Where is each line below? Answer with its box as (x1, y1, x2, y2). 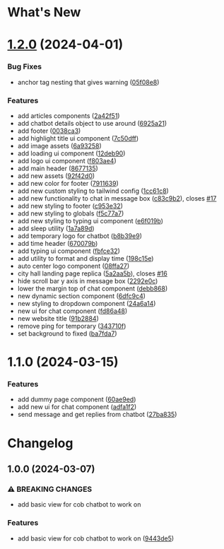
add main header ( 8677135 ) (17, 164, 99, 172)
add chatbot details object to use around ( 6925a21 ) (17, 119, 167, 127)
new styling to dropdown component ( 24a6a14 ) (17, 299, 156, 307)
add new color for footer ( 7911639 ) (17, 179, 119, 187)
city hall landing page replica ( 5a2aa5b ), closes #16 (17, 269, 167, 278)
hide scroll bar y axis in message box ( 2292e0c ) (17, 276, 158, 285)
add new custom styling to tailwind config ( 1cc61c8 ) (17, 187, 170, 195)
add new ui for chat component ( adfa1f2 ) (17, 403, 137, 411)
